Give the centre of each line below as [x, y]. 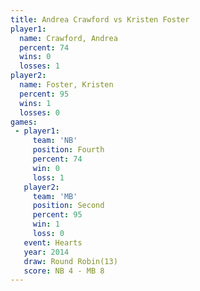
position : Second [68, 206]
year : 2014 [46, 252]
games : [24, 122]
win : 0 [46, 168]
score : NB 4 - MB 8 [64, 271]
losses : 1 [39, 66]
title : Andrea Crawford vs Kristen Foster [100, 19]
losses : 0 [39, 112]
